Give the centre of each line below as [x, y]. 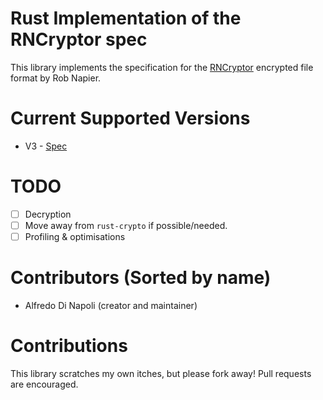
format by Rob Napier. [56, 78]
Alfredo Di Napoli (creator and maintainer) [111, 305]
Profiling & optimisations [75, 236]
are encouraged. [44, 384]
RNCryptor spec [79, 39]
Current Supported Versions [130, 118]
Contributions [69, 346]
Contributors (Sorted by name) [141, 278]
